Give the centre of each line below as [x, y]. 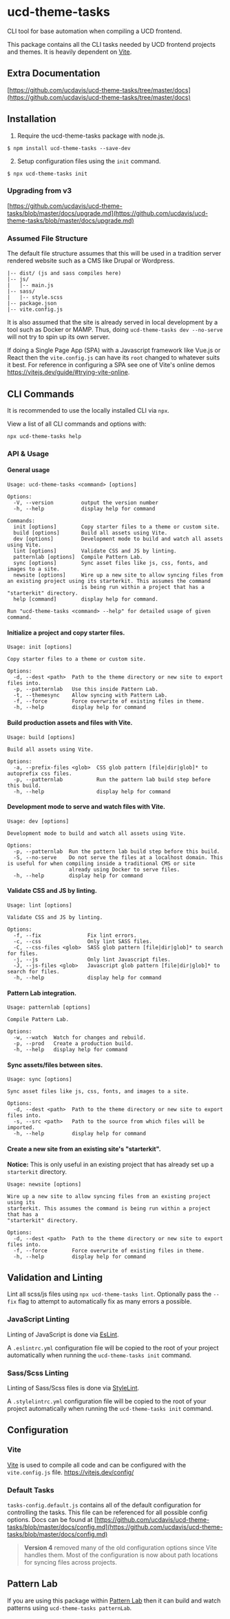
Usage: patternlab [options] [49, 1008]
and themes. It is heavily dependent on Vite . [70, 52]
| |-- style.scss [35, 298]
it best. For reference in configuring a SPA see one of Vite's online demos [111, 365]
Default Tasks [31, 1490]
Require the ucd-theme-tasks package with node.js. [91, 136]
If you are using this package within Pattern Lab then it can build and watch [114, 1600]
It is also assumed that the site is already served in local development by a [113, 322]
